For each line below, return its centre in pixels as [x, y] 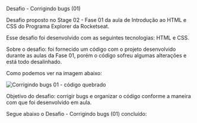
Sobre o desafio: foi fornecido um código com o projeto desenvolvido [91, 49]
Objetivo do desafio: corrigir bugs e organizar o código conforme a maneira [99, 96]
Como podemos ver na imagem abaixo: [54, 73]
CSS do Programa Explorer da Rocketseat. [58, 26]
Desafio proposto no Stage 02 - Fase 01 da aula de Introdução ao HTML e [96, 20]
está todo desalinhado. [34, 62]
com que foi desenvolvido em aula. [49, 102]
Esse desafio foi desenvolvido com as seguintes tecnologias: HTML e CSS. [98, 38]
